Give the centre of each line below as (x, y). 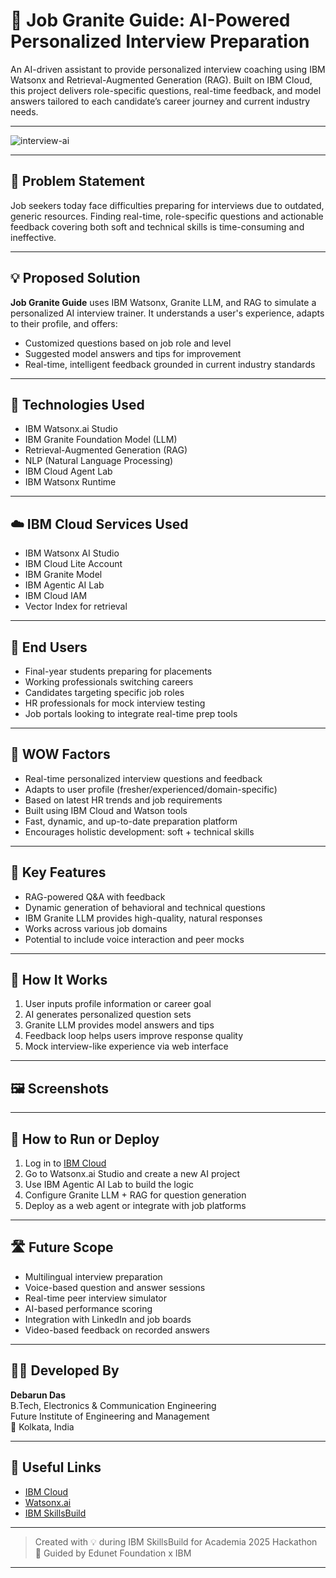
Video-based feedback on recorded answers (117, 1330)
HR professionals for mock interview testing (115, 703)
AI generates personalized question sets (108, 1015)
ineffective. (33, 237)
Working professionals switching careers (109, 682)
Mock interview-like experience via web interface (126, 1046)
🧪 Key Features (58, 872)
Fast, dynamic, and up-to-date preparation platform (131, 821)
